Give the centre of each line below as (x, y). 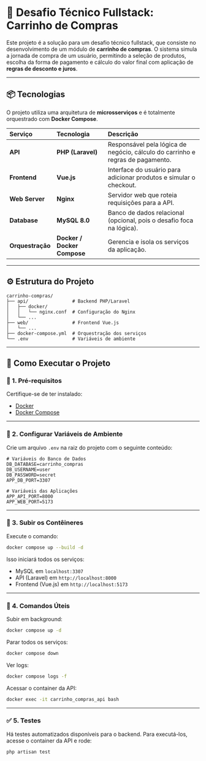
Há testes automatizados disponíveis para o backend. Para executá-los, (97, 734)
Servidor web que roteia (142, 195)
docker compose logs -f (37, 676)
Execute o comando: (32, 536)
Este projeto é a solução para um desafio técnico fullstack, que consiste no (101, 42)
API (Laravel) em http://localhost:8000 (66, 578)
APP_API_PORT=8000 (30, 496)
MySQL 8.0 (73, 220)
